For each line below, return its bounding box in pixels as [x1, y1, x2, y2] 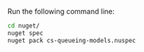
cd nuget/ [7, 22, 41, 30]
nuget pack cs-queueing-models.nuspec [7, 36, 136, 44]
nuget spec [7, 29, 44, 37]
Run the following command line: [7, 7, 115, 16]
